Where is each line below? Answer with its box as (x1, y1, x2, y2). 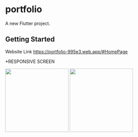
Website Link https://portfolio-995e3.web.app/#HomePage (5, 48, 128, 54)
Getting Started (5, 35, 55, 44)
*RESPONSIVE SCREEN (5, 58, 55, 64)
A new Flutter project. (5, 20, 51, 26)
